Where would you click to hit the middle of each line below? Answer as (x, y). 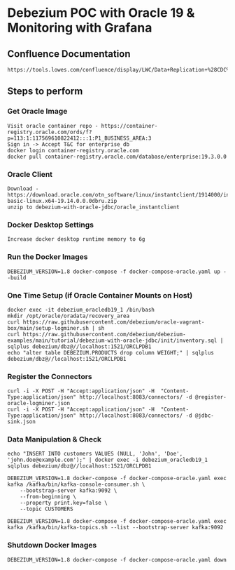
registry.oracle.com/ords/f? (50, 132)
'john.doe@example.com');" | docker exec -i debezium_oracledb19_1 (108, 460)
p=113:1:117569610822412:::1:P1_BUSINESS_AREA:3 (79, 138)
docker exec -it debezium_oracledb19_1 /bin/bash (81, 310)
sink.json (22, 422)
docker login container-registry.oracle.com (73, 150)
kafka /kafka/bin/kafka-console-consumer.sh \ (76, 485)
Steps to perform (45, 92)
